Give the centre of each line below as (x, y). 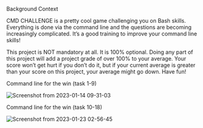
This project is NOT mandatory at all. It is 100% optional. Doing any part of (100, 52)
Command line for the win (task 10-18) (54, 107)
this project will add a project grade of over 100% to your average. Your (96, 58)
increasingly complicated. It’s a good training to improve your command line (102, 34)
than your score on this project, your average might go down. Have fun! (96, 72)
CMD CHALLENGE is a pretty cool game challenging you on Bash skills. (96, 21)
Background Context (32, 9)
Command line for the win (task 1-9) (51, 83)
